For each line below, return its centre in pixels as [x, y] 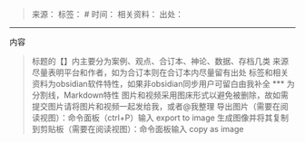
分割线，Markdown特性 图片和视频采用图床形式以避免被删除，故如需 [160, 95]
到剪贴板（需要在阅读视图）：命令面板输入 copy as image [138, 129]
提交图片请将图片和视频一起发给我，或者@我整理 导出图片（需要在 [156, 106]
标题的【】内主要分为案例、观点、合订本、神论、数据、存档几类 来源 [160, 61]
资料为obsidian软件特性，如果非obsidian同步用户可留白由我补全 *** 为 [163, 84]
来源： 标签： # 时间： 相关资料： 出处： [108, 14]
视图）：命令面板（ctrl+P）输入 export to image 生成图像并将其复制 [164, 118]
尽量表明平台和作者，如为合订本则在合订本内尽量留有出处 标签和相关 [160, 72]
